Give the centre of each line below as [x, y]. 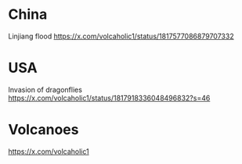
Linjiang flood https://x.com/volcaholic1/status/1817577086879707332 [121, 36]
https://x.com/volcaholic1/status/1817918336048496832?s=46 [109, 98]
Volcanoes [43, 130]
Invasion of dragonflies [45, 89]
